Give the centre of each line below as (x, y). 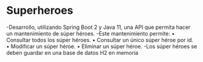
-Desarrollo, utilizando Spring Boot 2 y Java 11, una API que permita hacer (98, 27)
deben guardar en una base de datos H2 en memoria (72, 52)
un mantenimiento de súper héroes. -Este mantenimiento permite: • (91, 33)
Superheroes (40, 11)
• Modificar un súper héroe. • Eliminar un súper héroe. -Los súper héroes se (102, 46)
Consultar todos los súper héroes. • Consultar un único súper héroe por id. (100, 40)
